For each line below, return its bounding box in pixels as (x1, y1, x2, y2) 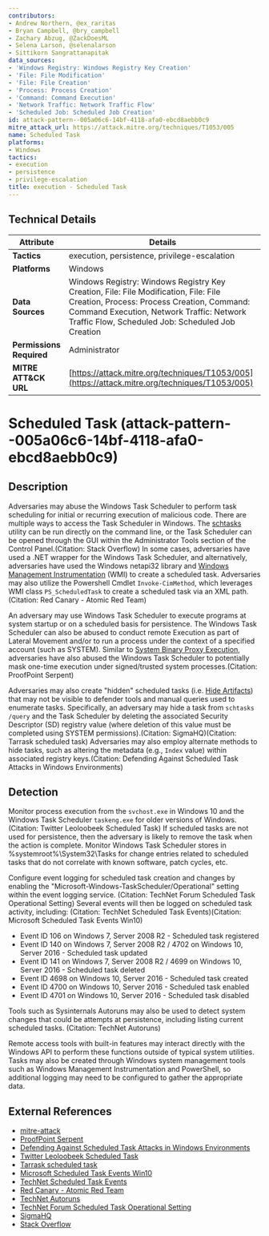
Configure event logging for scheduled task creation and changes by (8, 873, 235, 883)
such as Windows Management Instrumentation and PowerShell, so (8, 1065, 231, 1074)
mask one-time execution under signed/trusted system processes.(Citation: (8, 662, 258, 671)
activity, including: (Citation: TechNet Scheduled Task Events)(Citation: (8, 907, 242, 917)
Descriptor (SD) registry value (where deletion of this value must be (8, 719, 231, 729)
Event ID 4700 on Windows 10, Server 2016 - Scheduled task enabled (19, 982, 250, 992)
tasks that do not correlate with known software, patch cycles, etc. (8, 858, 228, 868)
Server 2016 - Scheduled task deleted (19, 965, 146, 975)
